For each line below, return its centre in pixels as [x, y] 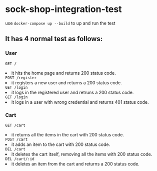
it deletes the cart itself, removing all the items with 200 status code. [82, 154]
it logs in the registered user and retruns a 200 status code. [73, 92]
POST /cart [16, 139]
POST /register [21, 78]
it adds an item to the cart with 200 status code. [61, 144]
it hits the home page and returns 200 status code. [64, 73]
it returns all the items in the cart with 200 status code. [68, 134]
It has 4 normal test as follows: [54, 39]
